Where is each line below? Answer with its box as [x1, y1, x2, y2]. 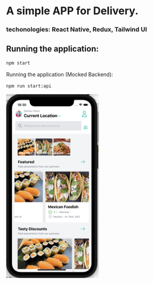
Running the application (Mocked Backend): [6, 71, 114, 78]
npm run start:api [6, 83, 52, 89]
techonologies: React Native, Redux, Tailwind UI [6, 25, 147, 34]
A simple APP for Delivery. [6, 4, 139, 18]
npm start [6, 60, 31, 66]
